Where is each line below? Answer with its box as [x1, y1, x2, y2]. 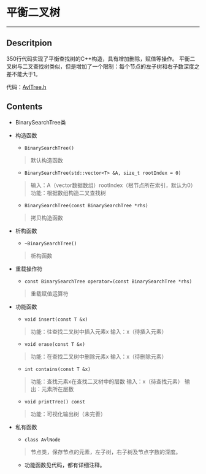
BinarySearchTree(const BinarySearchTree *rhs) [24, 202, 148, 208]
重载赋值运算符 [30, 289, 69, 297]
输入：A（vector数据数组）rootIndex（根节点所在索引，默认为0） [30, 182, 196, 189]
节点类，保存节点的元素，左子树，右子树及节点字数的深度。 [30, 448, 181, 456]
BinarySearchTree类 [15, 118, 66, 126]
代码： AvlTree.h [6, 83, 47, 91]
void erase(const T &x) [24, 341, 86, 347]
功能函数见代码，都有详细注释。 [24, 461, 105, 468]
